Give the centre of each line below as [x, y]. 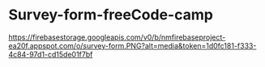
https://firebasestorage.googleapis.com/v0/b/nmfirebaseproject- [117, 37]
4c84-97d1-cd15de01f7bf [51, 54]
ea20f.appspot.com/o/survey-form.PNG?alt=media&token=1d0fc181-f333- [132, 45]
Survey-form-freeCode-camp [111, 15]
